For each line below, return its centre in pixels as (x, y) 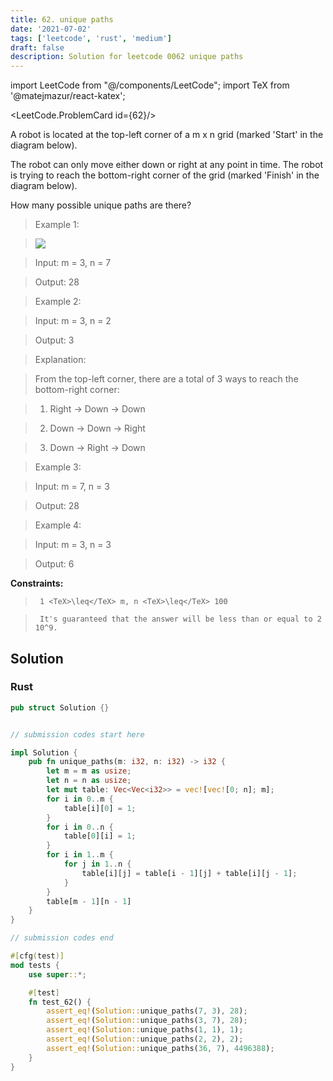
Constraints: (37, 583)
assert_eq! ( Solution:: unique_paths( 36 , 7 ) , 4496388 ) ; (160, 1048)
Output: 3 (54, 340)
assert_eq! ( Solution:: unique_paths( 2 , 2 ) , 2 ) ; (145, 1039)
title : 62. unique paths (62, 19)
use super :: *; (57, 974)
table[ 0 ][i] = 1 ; (100, 836)
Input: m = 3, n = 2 (73, 321)
